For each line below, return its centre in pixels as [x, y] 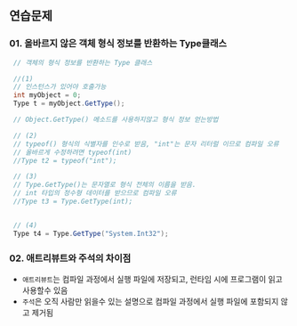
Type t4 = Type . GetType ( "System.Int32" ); [91, 233]
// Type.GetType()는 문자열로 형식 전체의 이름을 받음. [104, 185]
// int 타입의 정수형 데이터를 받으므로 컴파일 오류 [95, 193]
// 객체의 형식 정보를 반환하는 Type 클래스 [83, 62]
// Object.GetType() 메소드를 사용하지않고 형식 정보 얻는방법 [116, 120]
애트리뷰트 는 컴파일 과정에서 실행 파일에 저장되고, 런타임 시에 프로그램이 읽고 [152, 279]
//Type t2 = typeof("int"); [65, 160]
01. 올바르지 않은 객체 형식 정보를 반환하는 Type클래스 [118, 44]
